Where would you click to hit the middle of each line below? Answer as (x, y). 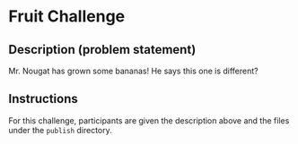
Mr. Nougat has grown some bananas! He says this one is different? (133, 71)
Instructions (43, 99)
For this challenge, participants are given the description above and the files (149, 120)
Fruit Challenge (67, 17)
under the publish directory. (61, 130)
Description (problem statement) (102, 50)
